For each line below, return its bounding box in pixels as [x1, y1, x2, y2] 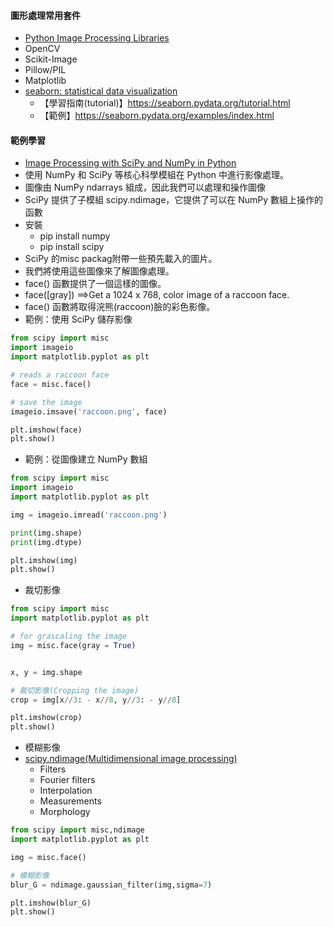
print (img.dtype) [10, 537, 83, 547]
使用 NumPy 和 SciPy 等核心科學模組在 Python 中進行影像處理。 [24, 169, 290, 181]
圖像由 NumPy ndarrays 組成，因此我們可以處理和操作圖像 [24, 181, 266, 194]
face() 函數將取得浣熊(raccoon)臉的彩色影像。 [24, 301, 216, 313]
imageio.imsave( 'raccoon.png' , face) [10, 406, 168, 417]
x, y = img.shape [10, 667, 83, 677]
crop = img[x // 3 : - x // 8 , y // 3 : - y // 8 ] [10, 695, 182, 705]
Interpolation [39, 785, 93, 797]
